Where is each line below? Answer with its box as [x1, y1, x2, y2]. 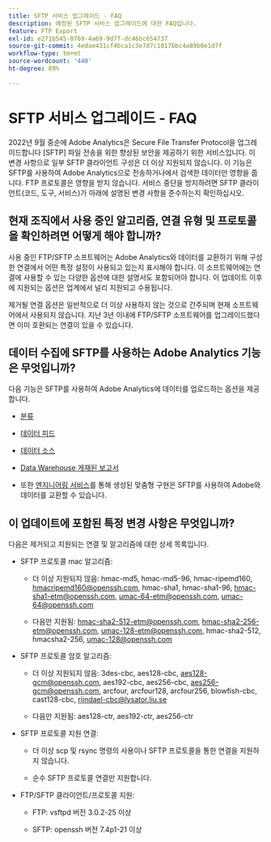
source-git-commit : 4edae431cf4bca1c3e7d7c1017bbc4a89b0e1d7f [8, 42, 222, 50]
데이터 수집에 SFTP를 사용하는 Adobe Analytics [8, 346, 239, 359]
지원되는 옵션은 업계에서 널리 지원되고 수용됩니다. [16, 283, 172, 292]
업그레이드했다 [214, 309, 260, 320]
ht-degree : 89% [8, 65, 60, 73]
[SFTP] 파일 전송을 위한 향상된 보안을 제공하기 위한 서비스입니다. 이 [43, 147, 256, 157]
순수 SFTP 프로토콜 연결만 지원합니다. [32, 773, 152, 783]
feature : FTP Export [8, 27, 78, 35]
